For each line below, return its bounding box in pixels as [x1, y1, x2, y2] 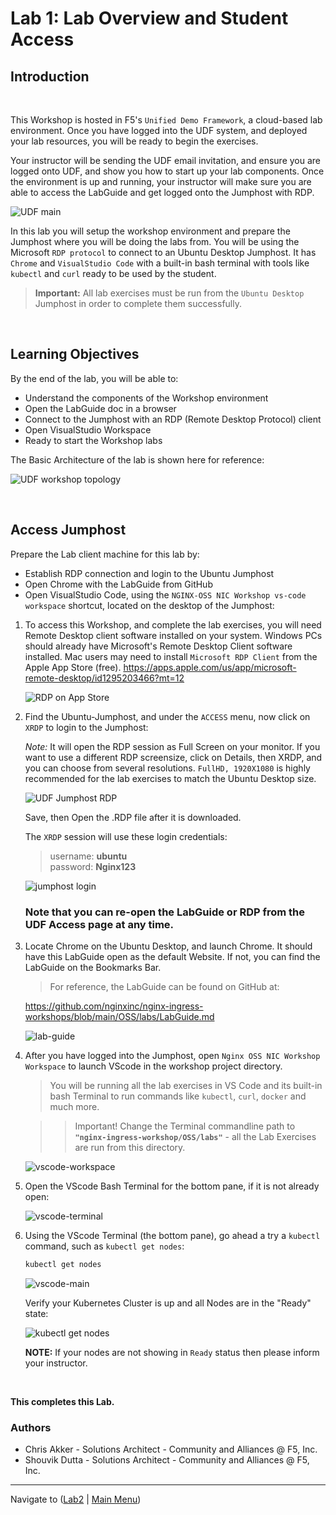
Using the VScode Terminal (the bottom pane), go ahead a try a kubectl [24, 1229, 321, 1241]
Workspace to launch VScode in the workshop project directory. [24, 1060, 283, 1072]
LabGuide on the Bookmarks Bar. [24, 961, 162, 973]
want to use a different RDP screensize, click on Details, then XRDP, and [24, 751, 323, 763]
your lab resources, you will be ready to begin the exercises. [10, 135, 259, 147]
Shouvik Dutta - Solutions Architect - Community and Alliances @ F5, [24, 1454, 310, 1466]
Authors [10, 1420, 52, 1434]
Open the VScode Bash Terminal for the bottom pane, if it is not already [24, 1180, 320, 1192]
